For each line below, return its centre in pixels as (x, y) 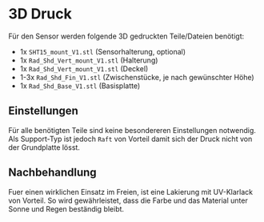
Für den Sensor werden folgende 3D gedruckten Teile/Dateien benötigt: (126, 36)
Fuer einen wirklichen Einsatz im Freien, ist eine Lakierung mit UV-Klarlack (131, 192)
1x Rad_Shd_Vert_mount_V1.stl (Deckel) (84, 68)
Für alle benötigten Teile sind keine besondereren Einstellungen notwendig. (132, 130)
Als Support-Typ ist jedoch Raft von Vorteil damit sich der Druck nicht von (130, 139)
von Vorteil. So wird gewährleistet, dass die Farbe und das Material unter (128, 200)
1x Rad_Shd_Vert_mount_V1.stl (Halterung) (89, 60)
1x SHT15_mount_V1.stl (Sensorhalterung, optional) (103, 51)
